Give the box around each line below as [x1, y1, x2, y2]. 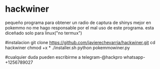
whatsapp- [123, 54, 145, 60]
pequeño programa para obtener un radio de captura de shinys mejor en [5, 20, 151, 25]
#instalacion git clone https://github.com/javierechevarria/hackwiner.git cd [5, 39, 156, 45]
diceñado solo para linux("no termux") [5, 30, 82, 36]
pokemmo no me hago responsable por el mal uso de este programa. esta [5, 24, 154, 30]
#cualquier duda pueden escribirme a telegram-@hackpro [5, 54, 123, 60]
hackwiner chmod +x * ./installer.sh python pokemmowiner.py [5, 45, 130, 50]
